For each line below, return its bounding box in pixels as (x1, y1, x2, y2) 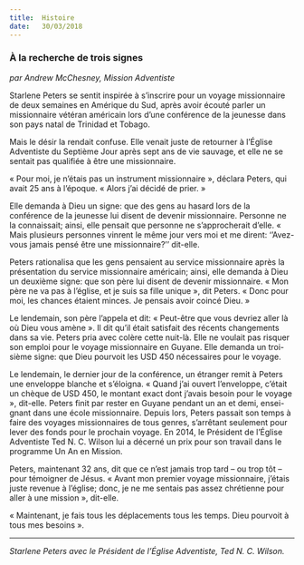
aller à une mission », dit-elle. (9, 492, 119, 503)
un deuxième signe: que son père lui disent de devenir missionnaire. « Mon (9, 276, 290, 287)
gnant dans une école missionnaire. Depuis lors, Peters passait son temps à (9, 407, 291, 418)
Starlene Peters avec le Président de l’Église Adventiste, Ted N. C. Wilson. (9, 545, 285, 556)
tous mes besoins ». (9, 519, 84, 531)
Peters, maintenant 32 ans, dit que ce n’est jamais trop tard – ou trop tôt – (9, 463, 282, 474)
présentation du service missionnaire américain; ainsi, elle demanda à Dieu (9, 266, 289, 277)
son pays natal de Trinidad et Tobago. (9, 119, 151, 130)
